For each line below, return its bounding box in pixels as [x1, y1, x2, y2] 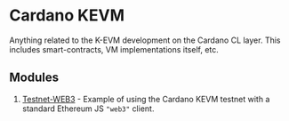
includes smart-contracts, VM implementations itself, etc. [9, 44, 220, 54]
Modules [9, 70, 60, 85]
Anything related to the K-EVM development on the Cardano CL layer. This [9, 35, 281, 45]
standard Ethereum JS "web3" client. [21, 103, 155, 114]
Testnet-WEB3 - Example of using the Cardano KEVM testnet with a [21, 93, 270, 104]
